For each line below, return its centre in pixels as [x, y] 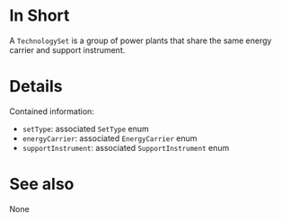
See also [42, 184]
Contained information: [52, 111]
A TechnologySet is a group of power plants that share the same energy [140, 40]
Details [36, 87]
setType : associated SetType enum [86, 129]
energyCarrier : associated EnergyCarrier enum [110, 138]
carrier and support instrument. [67, 49]
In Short [40, 16]
